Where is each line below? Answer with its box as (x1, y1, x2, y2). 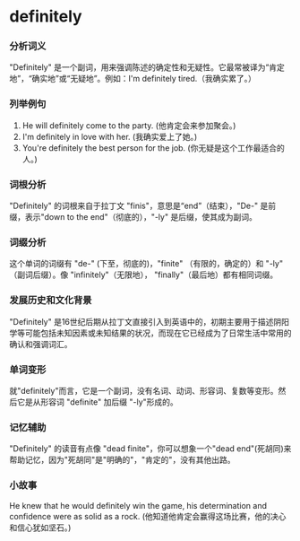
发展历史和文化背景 (9, 294, 92, 307)
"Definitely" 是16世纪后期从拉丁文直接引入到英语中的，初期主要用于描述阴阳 (9, 316, 289, 327)
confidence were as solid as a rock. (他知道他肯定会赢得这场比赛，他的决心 (9, 510, 287, 521)
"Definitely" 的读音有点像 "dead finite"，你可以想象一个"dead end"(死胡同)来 (9, 443, 292, 454)
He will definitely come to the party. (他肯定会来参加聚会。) (21, 119, 236, 131)
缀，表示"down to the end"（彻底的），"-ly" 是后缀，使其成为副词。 (9, 212, 257, 223)
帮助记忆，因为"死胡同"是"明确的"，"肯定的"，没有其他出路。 (9, 455, 236, 466)
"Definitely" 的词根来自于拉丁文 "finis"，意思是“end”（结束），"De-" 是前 (9, 200, 277, 212)
